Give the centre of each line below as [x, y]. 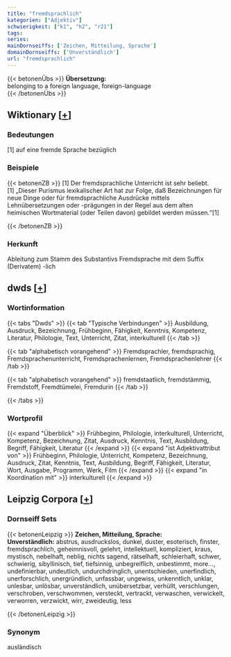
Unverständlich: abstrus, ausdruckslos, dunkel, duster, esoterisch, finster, [113, 541]
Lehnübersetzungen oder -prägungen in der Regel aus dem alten [100, 205]
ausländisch [24, 647]
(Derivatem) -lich [32, 266]
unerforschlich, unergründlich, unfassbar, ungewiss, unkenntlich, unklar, [110, 578]
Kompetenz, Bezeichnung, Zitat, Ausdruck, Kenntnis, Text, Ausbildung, [108, 441]
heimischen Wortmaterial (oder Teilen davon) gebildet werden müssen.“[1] [113, 212]
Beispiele [23, 168]
